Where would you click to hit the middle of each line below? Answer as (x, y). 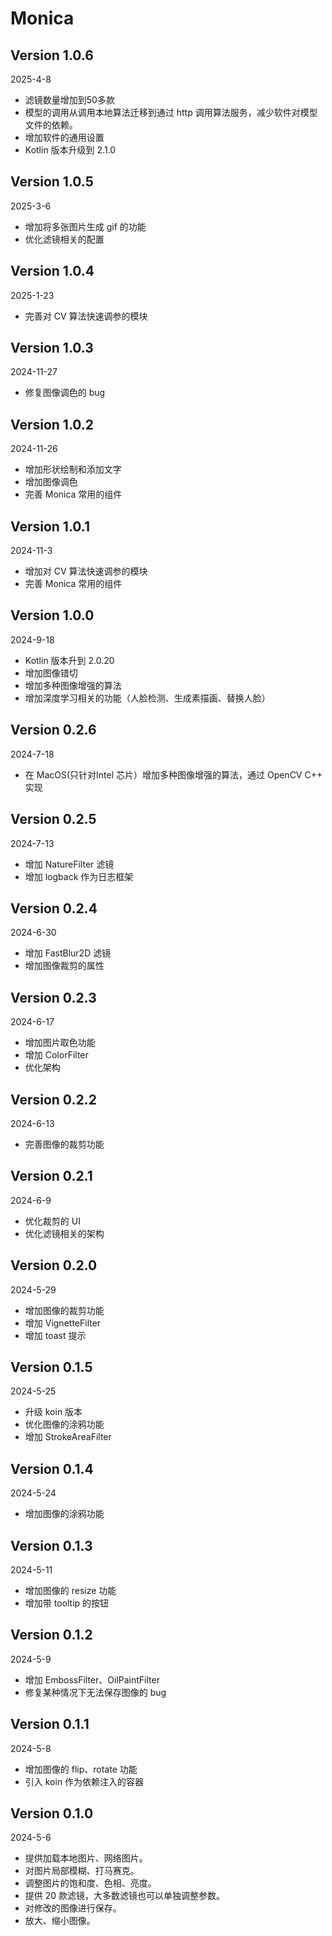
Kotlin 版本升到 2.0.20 (69, 660)
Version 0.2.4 (54, 908)
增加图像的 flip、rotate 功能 (81, 1769)
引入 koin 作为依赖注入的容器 (84, 1781)
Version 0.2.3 (53, 997)
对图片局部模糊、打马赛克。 (82, 1871)
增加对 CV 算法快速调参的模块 (86, 571)
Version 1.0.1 (50, 526)
